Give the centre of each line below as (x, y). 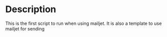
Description (31, 9)
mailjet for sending (25, 28)
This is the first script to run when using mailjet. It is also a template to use (84, 23)
